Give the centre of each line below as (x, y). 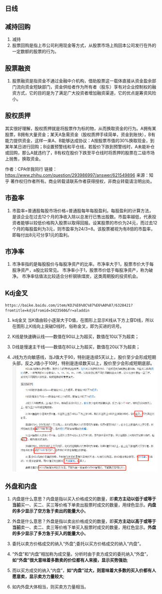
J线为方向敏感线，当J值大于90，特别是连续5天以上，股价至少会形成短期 (84, 357)
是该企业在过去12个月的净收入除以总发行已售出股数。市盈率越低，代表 (82, 216)
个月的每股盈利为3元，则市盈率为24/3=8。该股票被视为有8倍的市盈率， (84, 229)
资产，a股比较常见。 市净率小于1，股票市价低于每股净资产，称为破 (87, 270)
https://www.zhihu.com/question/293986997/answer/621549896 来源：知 (79, 175)
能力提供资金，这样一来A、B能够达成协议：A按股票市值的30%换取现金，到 (80, 140)
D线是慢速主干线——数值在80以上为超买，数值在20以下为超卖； (76, 347)
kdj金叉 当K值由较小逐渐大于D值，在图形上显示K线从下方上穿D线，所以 (83, 320)
